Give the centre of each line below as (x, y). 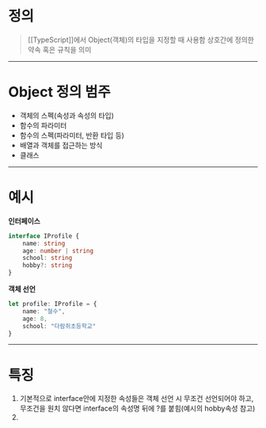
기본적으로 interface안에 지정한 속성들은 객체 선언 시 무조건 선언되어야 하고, (137, 399)
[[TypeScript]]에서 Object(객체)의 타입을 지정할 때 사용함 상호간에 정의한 (141, 40)
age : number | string (58, 250)
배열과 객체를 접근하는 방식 (61, 145)
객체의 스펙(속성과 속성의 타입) (67, 115)
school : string (47, 258)
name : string (44, 243)
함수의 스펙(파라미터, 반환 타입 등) (72, 135)
